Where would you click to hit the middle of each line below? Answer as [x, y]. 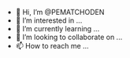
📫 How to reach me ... [52, 46]
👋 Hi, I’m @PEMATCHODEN [60, 12]
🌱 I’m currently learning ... [58, 29]
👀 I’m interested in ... [49, 20]
